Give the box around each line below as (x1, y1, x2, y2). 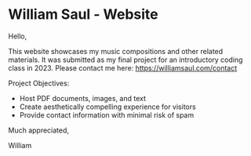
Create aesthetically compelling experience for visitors (19, 102, 196, 111)
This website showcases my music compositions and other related (8, 46, 224, 56)
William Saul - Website (8, 5, 158, 24)
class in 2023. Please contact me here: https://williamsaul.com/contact (8, 63, 238, 72)
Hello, (8, 31, 27, 41)
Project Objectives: (8, 78, 70, 88)
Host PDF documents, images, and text (19, 93, 147, 103)
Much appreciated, (8, 125, 69, 135)
